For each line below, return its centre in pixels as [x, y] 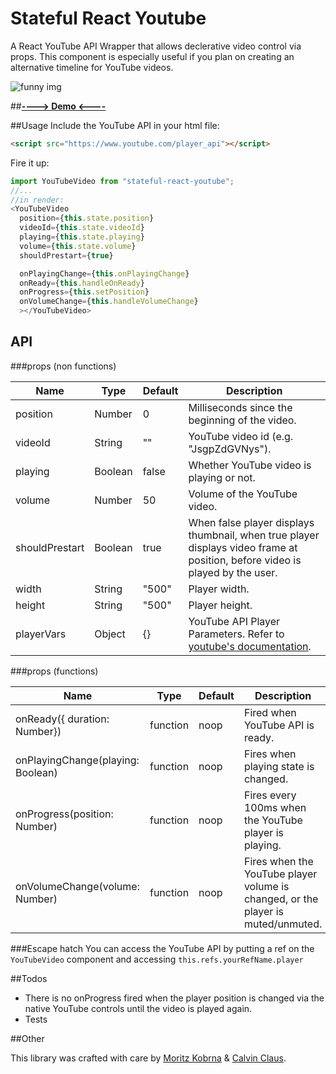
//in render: [37, 200]
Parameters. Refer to [236, 634]
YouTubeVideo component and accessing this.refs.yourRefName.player [157, 959]
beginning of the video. [242, 420]
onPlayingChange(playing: [77, 760]
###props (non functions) [63, 366]
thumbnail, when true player [254, 535]
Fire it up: [30, 163]
